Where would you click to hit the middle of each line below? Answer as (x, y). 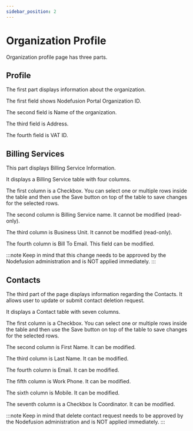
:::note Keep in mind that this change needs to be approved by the (86, 255)
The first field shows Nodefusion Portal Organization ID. (74, 101)
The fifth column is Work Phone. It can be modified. (69, 381)
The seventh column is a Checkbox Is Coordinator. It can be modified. (91, 404)
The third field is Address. (37, 124)
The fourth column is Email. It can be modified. (63, 370)
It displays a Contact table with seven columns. (63, 312)
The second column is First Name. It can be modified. (71, 347)
